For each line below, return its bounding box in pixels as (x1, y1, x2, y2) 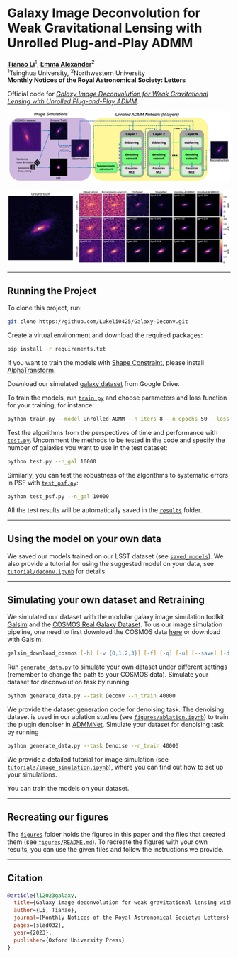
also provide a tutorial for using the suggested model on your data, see (7, 559, 215, 568)
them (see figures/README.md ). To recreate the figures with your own (7, 838, 208, 846)
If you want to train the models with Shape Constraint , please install (7, 359, 204, 367)
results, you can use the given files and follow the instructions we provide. (7, 845, 225, 853)
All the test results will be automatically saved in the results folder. (7, 505, 203, 514)
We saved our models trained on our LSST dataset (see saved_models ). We (7, 551, 224, 560)
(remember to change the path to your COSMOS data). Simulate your (7, 670, 209, 679)
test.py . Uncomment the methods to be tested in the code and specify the (7, 436, 225, 444)
